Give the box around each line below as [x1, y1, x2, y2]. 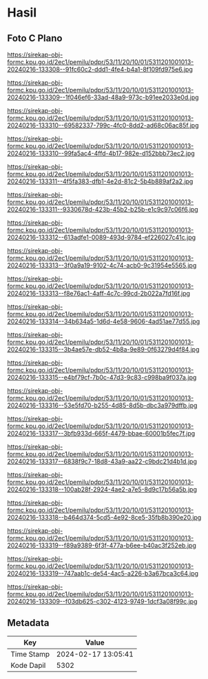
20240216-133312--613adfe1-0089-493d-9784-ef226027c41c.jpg [7, 233, 196, 241]
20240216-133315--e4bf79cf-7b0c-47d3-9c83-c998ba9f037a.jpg [7, 374, 197, 381]
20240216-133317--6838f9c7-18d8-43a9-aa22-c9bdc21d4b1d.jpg [7, 457, 198, 465]
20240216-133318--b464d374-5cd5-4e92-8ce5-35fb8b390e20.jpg [7, 514, 202, 521]
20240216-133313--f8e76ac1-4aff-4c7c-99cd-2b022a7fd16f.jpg [7, 290, 191, 297]
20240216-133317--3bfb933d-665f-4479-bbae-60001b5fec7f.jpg [7, 429, 196, 437]
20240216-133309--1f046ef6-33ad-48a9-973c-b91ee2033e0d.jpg [7, 93, 199, 101]
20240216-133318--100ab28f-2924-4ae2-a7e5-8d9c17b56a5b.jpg [7, 485, 198, 494]
